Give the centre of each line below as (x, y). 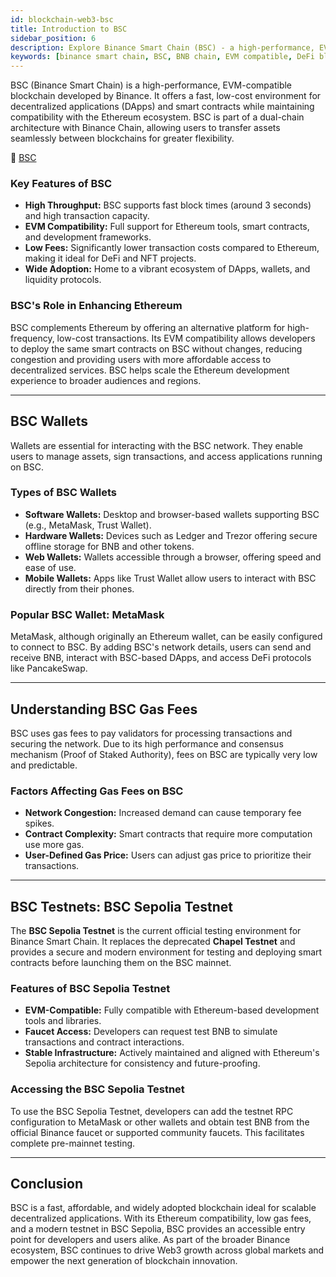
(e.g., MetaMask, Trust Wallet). (88, 525)
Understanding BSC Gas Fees (104, 709)
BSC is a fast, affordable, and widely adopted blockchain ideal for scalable (163, 1208)
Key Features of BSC (61, 184)
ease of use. (50, 567)
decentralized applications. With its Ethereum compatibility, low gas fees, (161, 1218)
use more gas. (54, 845)
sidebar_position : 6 (53, 38)
